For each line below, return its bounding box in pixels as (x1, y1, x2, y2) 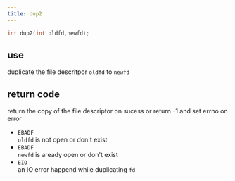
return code (7, 88, 61, 100)
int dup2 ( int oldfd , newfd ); (7, 30, 90, 37)
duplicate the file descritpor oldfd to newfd (7, 68, 130, 76)
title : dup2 (7, 10, 42, 18)
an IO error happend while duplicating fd (17, 166, 136, 174)
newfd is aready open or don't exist (17, 151, 118, 159)
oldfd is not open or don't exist (17, 135, 108, 144)
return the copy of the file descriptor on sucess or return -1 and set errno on (7, 107, 228, 116)
